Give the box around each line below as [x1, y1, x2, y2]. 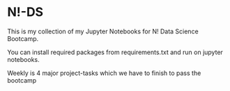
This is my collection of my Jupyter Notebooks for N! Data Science [7, 27, 199, 35]
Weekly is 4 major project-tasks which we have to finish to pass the [7, 69, 201, 77]
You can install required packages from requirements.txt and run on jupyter [7, 48, 223, 56]
